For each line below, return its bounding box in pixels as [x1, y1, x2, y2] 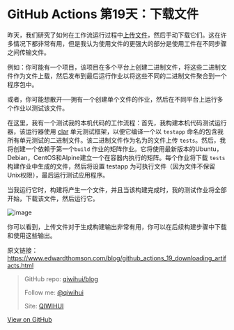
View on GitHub [7, 315, 52, 324]
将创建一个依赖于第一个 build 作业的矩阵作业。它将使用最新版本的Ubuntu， [7, 144, 223, 153]
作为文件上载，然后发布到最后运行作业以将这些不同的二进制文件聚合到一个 [13, 71, 227, 80]
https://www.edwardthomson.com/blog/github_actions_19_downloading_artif [7, 253, 226, 262]
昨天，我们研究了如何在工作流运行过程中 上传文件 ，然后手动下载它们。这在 [7, 31, 221, 39]
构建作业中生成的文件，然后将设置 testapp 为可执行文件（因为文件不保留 [7, 162, 216, 171]
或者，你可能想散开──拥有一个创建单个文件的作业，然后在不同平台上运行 [7, 95, 217, 103]
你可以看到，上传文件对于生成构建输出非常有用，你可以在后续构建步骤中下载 [7, 222, 227, 230]
